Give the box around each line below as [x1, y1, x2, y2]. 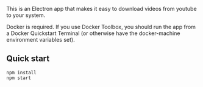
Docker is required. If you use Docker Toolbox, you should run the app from [6, 24, 196, 30]
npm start [6, 75, 32, 81]
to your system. [6, 11, 46, 19]
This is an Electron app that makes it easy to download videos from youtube [6, 5, 197, 12]
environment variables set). [6, 36, 75, 43]
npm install [6, 69, 37, 76]
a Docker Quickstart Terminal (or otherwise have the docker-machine [6, 30, 180, 37]
